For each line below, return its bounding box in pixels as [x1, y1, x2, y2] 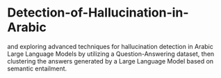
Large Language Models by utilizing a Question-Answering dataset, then [7, 50, 215, 58]
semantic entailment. [7, 64, 67, 72]
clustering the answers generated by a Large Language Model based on [7, 57, 214, 65]
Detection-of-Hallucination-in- [7, 5, 189, 21]
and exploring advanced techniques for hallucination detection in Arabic [7, 42, 214, 50]
